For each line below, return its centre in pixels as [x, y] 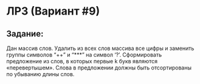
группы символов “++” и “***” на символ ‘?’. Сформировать [84, 55]
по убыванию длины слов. [40, 74]
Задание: [25, 34]
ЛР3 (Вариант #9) [53, 11]
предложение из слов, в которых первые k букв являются [82, 61]
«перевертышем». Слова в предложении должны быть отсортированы [99, 68]
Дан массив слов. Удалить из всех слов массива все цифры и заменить [100, 48]
